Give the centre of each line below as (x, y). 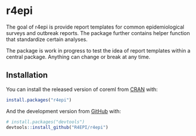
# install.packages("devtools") (45, 122)
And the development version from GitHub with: (63, 111)
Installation (27, 75)
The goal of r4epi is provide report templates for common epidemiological (95, 27)
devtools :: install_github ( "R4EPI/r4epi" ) (57, 127)
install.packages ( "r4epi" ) (39, 100)
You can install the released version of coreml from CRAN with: (82, 89)
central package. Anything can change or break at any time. (78, 57)
